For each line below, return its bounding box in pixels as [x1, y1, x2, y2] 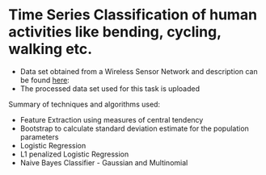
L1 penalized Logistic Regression [19, 149, 129, 159]
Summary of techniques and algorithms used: [8, 99, 160, 109]
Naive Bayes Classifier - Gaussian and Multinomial [19, 157, 188, 167]
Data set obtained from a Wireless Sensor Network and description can [19, 66, 258, 76]
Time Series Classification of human [8, 6, 257, 24]
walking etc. [8, 40, 93, 58]
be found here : [19, 75, 70, 85]
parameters [19, 131, 59, 142]
